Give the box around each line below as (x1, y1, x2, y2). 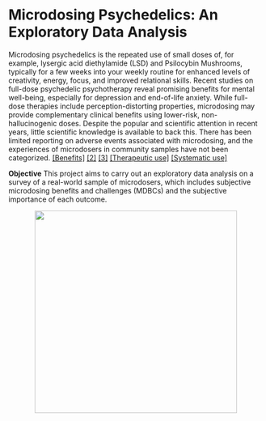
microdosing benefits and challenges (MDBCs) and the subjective (8, 185, 228, 195)
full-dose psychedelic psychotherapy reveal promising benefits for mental (8, 83, 255, 94)
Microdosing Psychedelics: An (8, 6, 218, 24)
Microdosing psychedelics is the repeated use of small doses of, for (8, 49, 234, 59)
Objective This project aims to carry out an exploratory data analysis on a (8, 168, 254, 178)
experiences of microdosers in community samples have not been (8, 144, 229, 154)
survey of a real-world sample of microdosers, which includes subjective (8, 176, 251, 187)
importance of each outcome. (8, 194, 108, 204)
